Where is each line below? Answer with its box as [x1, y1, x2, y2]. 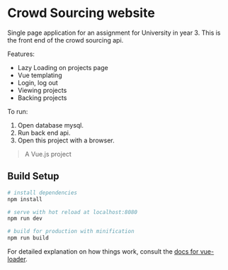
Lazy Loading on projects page [17, 63, 108, 72]
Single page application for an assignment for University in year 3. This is [7, 28, 221, 37]
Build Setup [7, 170, 59, 182]
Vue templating [17, 71, 62, 79]
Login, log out [17, 78, 58, 86]
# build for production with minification [7, 228, 135, 235]
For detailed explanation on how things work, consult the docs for [7, 247, 199, 256]
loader [7, 255, 26, 263]
